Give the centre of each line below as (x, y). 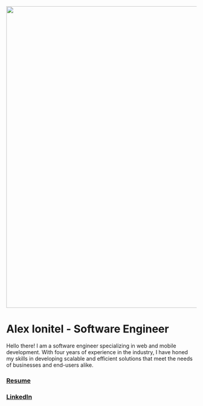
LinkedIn (19, 396)
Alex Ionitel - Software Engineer (88, 329)
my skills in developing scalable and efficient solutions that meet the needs (100, 358)
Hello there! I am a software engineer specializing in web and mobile (91, 346)
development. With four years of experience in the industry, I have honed (97, 352)
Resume (19, 381)
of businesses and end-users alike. (50, 365)
